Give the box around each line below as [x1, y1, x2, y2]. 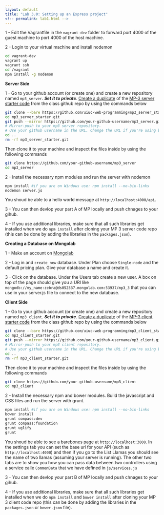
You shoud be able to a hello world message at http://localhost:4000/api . [5, 197, 156, 203]
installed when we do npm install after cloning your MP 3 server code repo [5, 226, 157, 232]
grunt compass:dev [5, 416, 42, 421]
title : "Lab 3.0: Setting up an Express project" [5, 12, 108, 17]
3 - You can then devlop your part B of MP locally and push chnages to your [5, 474, 158, 480]
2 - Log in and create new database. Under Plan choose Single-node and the [5, 260, 159, 266]
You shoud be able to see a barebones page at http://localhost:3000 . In [5, 439, 152, 445]
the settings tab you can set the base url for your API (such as [5, 444, 130, 450]
